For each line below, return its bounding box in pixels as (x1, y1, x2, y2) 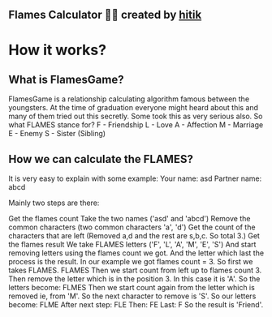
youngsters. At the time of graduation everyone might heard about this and (8, 103, 258, 113)
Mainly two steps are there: (8, 198, 100, 208)
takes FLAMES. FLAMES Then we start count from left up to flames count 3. (8, 265, 262, 276)
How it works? (8, 41, 107, 59)
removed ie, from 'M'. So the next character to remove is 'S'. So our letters (8, 291, 257, 301)
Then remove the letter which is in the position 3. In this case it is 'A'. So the (8, 274, 261, 284)
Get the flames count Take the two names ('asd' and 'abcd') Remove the (8, 214, 251, 224)
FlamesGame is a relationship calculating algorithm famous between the (8, 94, 250, 104)
